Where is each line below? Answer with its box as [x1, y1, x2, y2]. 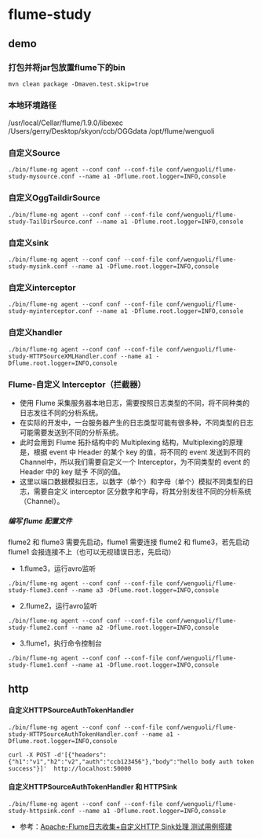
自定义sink [8, 237, 49, 248]
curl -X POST [8, 751, 51, 759]
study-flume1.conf [8, 661, 68, 669]
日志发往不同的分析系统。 [19, 407, 103, 418]
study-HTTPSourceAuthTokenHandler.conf [8, 730, 139, 738]
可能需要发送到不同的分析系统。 [19, 427, 123, 437]
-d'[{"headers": [53, 751, 107, 759]
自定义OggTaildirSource [8, 193, 100, 204]
